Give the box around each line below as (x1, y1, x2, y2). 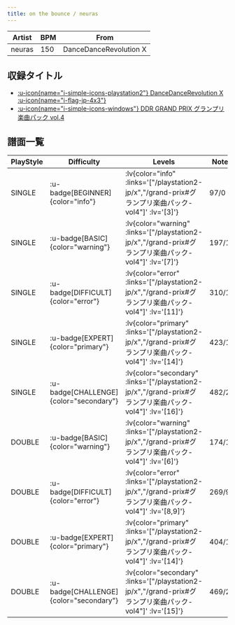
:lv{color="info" (124, 169, 176, 178)
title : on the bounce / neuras (7, 10, 99, 17)
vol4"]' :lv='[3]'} (124, 207, 179, 217)
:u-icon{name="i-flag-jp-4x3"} (17, 96, 106, 105)
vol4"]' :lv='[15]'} (124, 606, 183, 616)
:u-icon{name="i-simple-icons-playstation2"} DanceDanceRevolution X (17, 89, 224, 97)
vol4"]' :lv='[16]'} (124, 407, 183, 416)
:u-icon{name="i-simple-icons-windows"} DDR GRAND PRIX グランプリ (17, 104, 225, 113)
